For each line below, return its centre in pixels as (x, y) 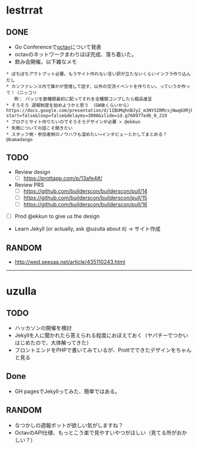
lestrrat (24, 10)
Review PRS (29, 185)
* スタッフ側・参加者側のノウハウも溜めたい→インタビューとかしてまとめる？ (87, 135)
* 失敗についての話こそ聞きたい (39, 128)
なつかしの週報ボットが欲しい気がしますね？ (69, 425)
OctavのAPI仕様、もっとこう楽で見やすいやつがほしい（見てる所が (96, 432)
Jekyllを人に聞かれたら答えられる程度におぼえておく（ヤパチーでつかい (101, 335)
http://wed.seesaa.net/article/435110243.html (70, 262)
